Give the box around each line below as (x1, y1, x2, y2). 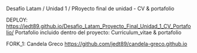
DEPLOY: (6, 16, 28, 23)
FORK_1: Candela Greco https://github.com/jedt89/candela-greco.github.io (6, 41, 188, 47)
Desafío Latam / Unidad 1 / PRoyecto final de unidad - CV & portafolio (6, 5, 175, 12)
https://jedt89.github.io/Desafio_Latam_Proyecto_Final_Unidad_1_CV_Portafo (6, 23, 191, 29)
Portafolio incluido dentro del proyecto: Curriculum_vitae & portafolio (15, 29, 182, 36)
